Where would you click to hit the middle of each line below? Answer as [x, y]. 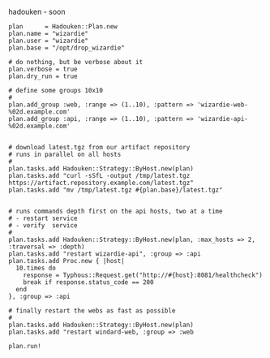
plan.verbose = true [43, 69]
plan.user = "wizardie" [49, 41]
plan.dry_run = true [43, 76]
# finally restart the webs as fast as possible [92, 311]
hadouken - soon [37, 12]
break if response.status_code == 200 [88, 283]
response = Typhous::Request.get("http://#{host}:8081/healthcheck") [143, 275]
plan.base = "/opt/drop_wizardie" [67, 48]
